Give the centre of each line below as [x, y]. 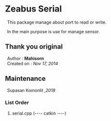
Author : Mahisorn [26, 58]
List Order [17, 103]
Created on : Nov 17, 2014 [32, 63]
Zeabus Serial [33, 9]
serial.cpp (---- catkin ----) [39, 113]
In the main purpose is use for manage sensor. [54, 31]
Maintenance [25, 79]
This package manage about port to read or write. [57, 22]
